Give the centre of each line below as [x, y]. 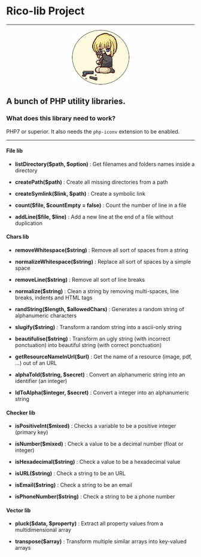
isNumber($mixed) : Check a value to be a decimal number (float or [99, 444]
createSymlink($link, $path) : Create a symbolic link [80, 193]
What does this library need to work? [61, 118]
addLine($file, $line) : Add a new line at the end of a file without [94, 217]
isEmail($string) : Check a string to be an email [74, 485]
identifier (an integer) [41, 381]
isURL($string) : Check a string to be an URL [70, 473]
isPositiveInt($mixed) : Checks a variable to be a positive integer [95, 426]
